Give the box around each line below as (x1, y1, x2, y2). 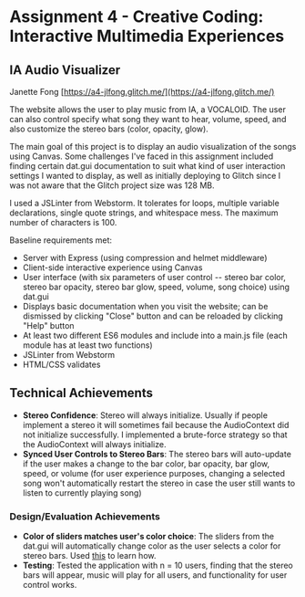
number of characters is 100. (9, 217, 117, 227)
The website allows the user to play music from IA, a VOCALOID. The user (9, 104, 287, 115)
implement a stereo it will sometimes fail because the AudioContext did (22, 419, 290, 430)
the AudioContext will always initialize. (22, 438, 167, 449)
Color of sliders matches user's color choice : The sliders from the (22, 531, 275, 542)
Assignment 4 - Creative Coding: (9, 6, 264, 27)
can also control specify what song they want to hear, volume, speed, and (9, 114, 287, 124)
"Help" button (22, 320, 75, 330)
